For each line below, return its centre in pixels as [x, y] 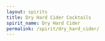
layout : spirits [27, 12]
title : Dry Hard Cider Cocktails [49, 17]
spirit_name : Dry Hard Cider [43, 23]
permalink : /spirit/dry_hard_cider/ [53, 29]
